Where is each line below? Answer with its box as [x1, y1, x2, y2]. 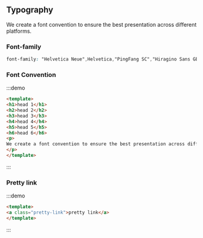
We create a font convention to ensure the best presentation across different [6, 21, 197, 28]
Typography [6, 5, 53, 15]
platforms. [6, 27, 32, 35]
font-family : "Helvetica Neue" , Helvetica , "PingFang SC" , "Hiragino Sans [6, 56, 190, 62]
